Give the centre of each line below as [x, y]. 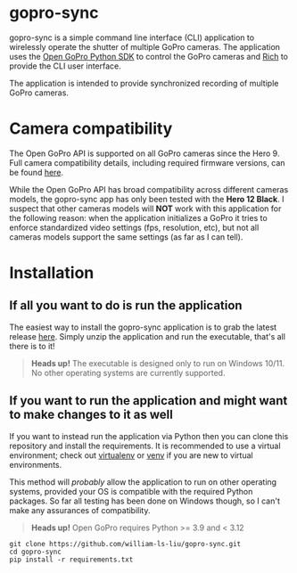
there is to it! [32, 346]
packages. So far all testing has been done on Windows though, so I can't [145, 501]
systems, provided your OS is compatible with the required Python [131, 491]
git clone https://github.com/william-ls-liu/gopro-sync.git [125, 544]
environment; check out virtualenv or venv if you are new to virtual [131, 455]
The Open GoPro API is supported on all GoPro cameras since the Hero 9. [144, 153]
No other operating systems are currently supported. [128, 372]
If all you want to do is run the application [126, 306]
